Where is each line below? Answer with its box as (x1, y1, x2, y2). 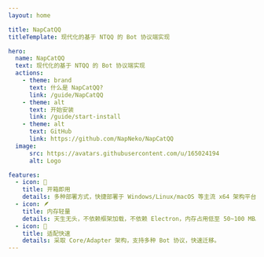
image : (15, 142, 37, 150)
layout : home (8, 11, 51, 20)
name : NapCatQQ (15, 54, 65, 63)
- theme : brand (22, 76, 72, 84)
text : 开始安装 (28, 105, 75, 114)
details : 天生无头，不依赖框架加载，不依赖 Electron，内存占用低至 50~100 (22, 215, 245, 222)
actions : (15, 69, 44, 77)
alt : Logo (28, 156, 61, 165)
